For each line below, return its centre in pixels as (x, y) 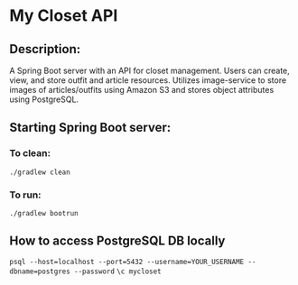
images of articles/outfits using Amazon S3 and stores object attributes (142, 90)
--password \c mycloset (117, 271)
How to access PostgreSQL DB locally (117, 241)
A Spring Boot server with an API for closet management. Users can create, (150, 70)
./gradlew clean (40, 172)
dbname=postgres (40, 271)
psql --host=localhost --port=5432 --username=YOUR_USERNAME (127, 262)
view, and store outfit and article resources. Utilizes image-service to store (148, 80)
